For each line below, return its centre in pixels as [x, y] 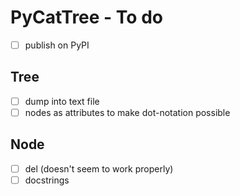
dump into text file [62, 101]
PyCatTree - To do [86, 17]
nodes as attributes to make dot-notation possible [127, 112]
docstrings [47, 180]
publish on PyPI [57, 45]
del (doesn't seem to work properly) [99, 168]
